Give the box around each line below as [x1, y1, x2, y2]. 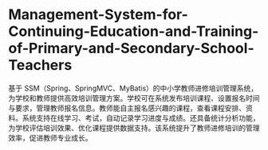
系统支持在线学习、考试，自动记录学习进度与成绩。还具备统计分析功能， [22, 113, 260, 122]
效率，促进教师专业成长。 [8, 133, 93, 142]
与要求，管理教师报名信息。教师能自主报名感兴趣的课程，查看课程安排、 [8, 103, 246, 113]
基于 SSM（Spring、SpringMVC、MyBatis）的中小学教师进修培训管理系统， [8, 83, 258, 93]
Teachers [8, 56, 73, 75]
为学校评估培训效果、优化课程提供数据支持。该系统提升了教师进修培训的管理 [8, 123, 260, 133]
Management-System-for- [8, 6, 189, 24]
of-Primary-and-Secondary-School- [8, 40, 254, 57]
